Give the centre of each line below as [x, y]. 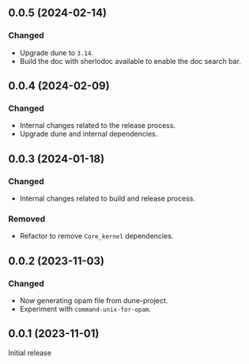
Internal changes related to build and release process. [108, 199]
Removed [27, 219]
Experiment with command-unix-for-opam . [85, 309]
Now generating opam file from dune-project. [94, 301]
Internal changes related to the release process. [98, 126]
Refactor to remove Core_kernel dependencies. [96, 236]
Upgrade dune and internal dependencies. [89, 134]
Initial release [30, 353]
